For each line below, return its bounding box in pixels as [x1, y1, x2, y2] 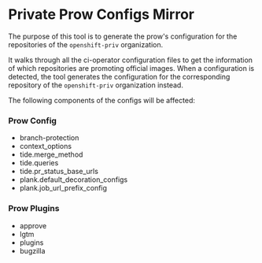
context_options [19, 142, 72, 151]
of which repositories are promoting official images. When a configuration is [8, 63, 254, 72]
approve [19, 220, 47, 230]
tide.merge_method [19, 150, 83, 159]
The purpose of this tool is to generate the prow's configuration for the [8, 31, 238, 41]
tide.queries [19, 158, 59, 168]
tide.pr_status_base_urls [19, 167, 98, 176]
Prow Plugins [8, 203, 60, 214]
